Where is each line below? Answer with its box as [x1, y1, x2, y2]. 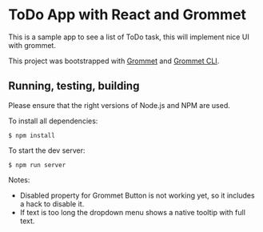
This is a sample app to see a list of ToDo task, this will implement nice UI [8, 32, 249, 42]
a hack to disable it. [19, 198, 85, 209]
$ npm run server [8, 161, 66, 169]
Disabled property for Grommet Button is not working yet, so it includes [19, 190, 255, 200]
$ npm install [8, 131, 56, 139]
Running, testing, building [8, 79, 140, 93]
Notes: [8, 174, 30, 185]
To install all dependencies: [8, 116, 98, 126]
